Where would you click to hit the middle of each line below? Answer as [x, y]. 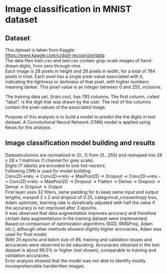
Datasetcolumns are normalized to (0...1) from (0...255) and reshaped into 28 [84, 155]
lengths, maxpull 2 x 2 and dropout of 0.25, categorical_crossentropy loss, [82, 197]
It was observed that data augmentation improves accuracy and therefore [81, 213]
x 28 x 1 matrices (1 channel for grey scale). [50, 160]
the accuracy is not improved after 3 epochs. [51, 208]
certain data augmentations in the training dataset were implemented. [77, 218]
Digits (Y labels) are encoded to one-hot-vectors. [56, 166]
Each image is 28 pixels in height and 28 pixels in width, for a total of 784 [80, 71]
